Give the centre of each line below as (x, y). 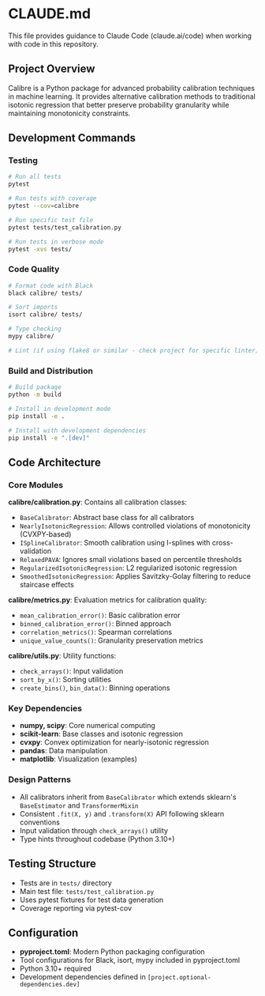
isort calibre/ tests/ (45, 315)
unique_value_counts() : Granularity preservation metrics (111, 640)
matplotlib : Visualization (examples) (78, 759)
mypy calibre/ (32, 337)
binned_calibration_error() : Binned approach (95, 624)
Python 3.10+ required (56, 968)
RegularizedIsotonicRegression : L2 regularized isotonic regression (128, 568)
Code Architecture (54, 462)
